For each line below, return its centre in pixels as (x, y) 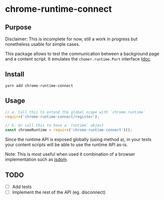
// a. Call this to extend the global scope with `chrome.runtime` (75, 112)
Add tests (22, 186)
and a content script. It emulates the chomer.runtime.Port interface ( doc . (78, 59)
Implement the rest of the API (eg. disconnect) (59, 192)
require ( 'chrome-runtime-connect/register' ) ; (52, 116)
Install (15, 74)
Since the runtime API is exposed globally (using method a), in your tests (78, 140)
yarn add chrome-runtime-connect (39, 86)
